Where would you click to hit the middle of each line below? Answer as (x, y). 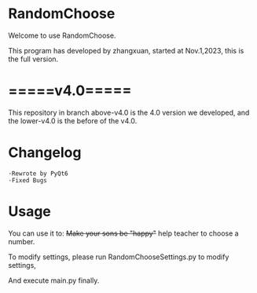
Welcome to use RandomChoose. (62, 35)
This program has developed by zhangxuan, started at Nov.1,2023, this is (126, 50)
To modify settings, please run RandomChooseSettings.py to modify (119, 257)
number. (22, 241)
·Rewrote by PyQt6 (38, 174)
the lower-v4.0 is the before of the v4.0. (73, 121)
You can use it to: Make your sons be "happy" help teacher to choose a (123, 233)
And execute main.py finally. (54, 280)
